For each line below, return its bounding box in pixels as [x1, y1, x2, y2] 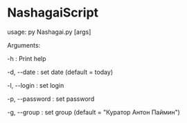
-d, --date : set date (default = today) [7, 68, 113, 76]
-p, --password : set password [7, 95, 95, 103]
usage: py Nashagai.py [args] [7, 28, 91, 36]
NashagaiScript [7, 5, 99, 21]
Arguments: [7, 41, 41, 49]
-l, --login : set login [7, 81, 64, 89]
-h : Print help [7, 54, 46, 63]
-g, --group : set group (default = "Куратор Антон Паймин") [7, 108, 180, 116]
